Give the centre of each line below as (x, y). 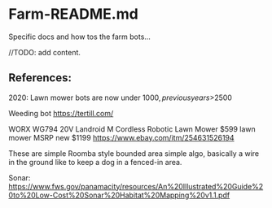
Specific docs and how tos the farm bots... (79, 37)
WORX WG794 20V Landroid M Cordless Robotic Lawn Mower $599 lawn (132, 129)
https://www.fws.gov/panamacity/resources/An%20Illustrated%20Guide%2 (136, 186)
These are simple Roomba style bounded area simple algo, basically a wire (134, 153)
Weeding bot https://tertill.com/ (61, 113)
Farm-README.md (73, 14)
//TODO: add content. (45, 52)
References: (40, 78)
